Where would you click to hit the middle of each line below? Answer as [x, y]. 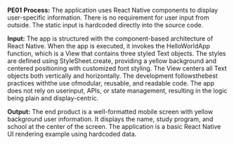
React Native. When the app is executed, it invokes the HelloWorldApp [109, 46]
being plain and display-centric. [53, 98]
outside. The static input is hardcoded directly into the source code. [105, 25]
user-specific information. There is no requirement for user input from [108, 18]
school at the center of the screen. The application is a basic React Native [114, 126]
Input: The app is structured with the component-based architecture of [110, 39]
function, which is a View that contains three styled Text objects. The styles [117, 53]
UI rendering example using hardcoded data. [72, 134]
